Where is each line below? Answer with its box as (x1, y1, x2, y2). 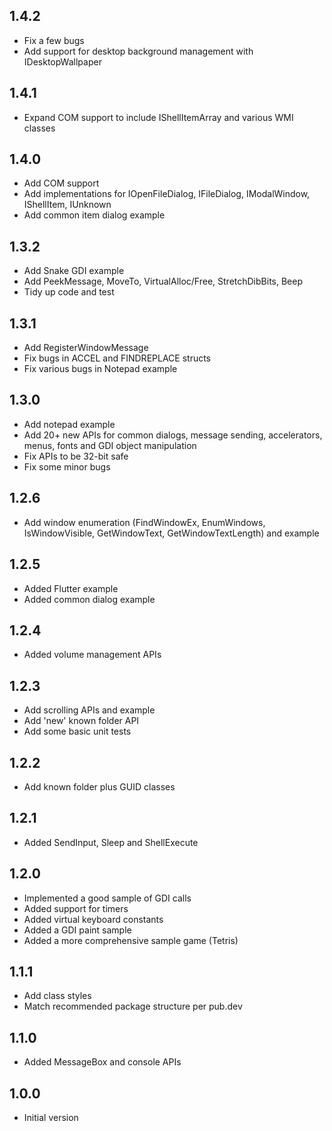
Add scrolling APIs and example (23, 704, 156, 716)
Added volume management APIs (23, 649, 162, 661)
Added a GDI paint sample (23, 924, 132, 936)
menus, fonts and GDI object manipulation (23, 439, 197, 451)
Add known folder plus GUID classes (23, 780, 176, 793)
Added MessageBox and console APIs (23, 1056, 182, 1068)
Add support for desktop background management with (23, 45, 254, 57)
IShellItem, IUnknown (23, 199, 112, 211)
